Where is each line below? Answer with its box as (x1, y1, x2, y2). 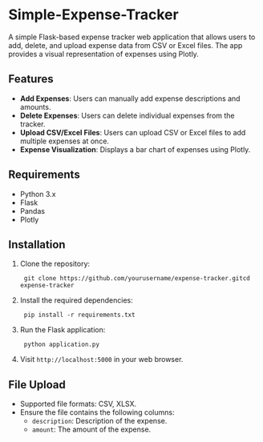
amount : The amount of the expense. (31, 424, 152, 434)
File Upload (8, 378, 67, 392)
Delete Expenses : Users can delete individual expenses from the (19, 110, 235, 120)
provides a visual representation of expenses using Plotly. (8, 49, 199, 58)
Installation (8, 238, 66, 251)
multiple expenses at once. (19, 136, 110, 146)
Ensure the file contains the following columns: (19, 408, 175, 417)
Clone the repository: (19, 259, 91, 269)
